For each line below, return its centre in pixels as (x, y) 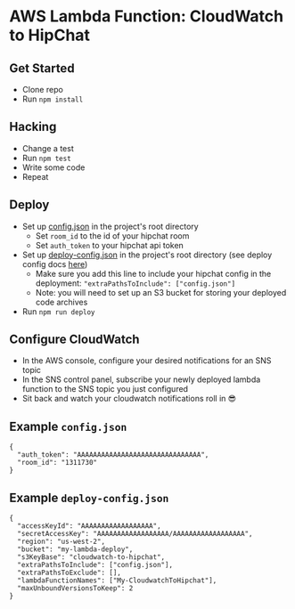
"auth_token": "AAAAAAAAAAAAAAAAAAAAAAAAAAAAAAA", (113, 455)
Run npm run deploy (58, 311)
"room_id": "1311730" (57, 463)
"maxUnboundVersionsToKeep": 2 (75, 589)
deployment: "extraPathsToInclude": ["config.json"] (135, 283)
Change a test (48, 148)
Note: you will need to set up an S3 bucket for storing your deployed (161, 292)
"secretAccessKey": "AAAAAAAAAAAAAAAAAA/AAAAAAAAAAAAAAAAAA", (135, 534)
